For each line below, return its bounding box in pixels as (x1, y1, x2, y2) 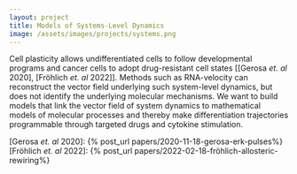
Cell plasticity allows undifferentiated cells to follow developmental (9, 54, 253, 64)
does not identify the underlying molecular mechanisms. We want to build (9, 91, 278, 102)
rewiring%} (9, 155, 51, 166)
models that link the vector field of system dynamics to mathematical (9, 101, 262, 111)
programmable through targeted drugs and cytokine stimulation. (9, 119, 244, 130)
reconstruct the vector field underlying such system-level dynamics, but (9, 81, 273, 93)
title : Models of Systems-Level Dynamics (9, 21, 165, 30)
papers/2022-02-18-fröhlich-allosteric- (134, 146, 278, 156)
